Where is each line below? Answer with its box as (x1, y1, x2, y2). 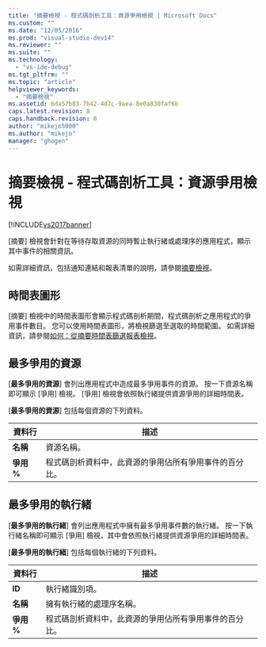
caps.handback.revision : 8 (8, 115, 97, 123)
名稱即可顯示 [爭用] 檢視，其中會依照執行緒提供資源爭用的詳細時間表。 (21, 530, 253, 540)
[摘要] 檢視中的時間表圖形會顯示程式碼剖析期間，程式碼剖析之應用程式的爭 (8, 311, 252, 321)
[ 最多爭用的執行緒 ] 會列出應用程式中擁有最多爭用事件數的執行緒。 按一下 (8, 520, 247, 530)
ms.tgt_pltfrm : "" (8, 71, 69, 78)
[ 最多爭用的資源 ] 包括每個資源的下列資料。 (8, 406, 148, 415)
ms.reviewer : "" (8, 41, 62, 49)
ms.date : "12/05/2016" (8, 26, 83, 34)
